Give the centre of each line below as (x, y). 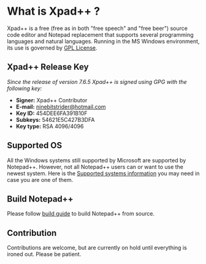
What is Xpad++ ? (54, 11)
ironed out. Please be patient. (44, 254)
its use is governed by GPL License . (52, 48)
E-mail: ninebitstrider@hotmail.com (61, 107)
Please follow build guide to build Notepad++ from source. (81, 214)
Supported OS (35, 145)
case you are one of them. (40, 179)
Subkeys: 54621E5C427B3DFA (55, 119)
